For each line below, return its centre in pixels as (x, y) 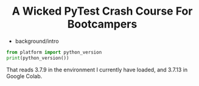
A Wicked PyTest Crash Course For (102, 11)
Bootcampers (102, 24)
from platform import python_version (54, 52)
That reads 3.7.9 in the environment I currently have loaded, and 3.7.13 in (97, 70)
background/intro (37, 41)
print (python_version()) (38, 58)
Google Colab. (24, 76)
